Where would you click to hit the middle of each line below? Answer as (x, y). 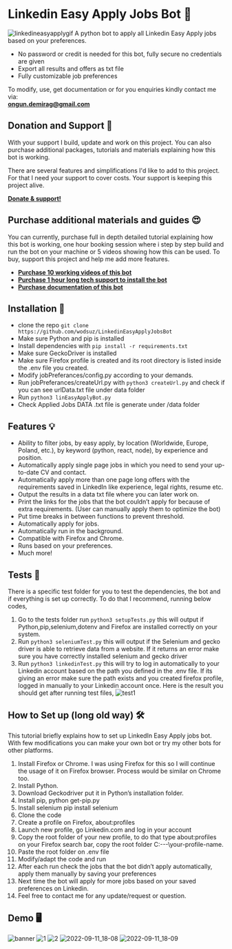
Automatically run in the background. (70, 531)
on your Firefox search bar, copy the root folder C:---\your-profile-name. (120, 844)
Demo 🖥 (25, 918)
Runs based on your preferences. (65, 546)
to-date (29, 472)
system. (29, 634)
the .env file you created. (53, 368)
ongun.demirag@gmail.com (49, 104)
